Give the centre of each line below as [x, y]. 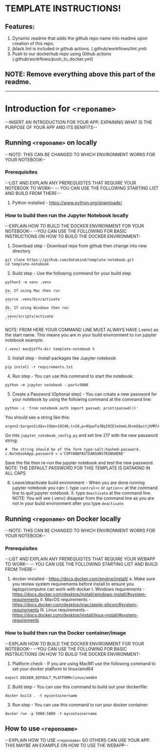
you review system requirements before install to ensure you [73, 584]
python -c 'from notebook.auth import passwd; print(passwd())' [72, 408]
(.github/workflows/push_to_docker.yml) [53, 59]
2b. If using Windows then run [37, 308]
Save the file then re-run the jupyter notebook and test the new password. [80, 463]
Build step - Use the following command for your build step [72, 273]
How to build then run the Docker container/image [65, 633]
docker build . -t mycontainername [41, 696]
